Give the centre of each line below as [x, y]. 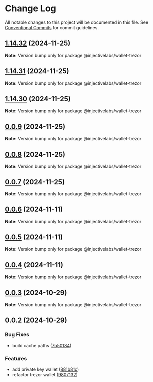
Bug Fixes [17, 335]
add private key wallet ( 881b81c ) [46, 369]
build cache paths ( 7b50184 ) [42, 345]
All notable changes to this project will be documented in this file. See [77, 22]
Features [16, 358]
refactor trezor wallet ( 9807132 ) [45, 375]
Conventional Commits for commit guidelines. [52, 27]
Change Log [31, 9]
